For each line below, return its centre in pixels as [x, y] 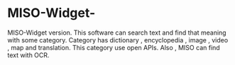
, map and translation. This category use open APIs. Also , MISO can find [114, 47]
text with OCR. [28, 55]
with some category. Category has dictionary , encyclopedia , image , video [118, 40]
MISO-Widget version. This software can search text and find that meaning [117, 32]
